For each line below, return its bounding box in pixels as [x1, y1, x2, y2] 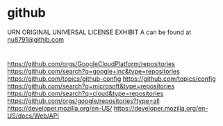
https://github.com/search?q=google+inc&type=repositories [7, 68, 181, 76]
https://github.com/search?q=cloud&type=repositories [7, 89, 164, 98]
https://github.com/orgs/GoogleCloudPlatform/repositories [7, 60, 176, 68]
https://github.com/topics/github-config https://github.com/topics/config [7, 74, 217, 83]
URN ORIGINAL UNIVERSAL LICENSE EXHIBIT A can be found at [7, 28, 192, 36]
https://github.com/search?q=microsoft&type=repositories [7, 82, 175, 90]
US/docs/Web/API [7, 111, 59, 120]
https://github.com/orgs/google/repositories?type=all [7, 97, 160, 105]
